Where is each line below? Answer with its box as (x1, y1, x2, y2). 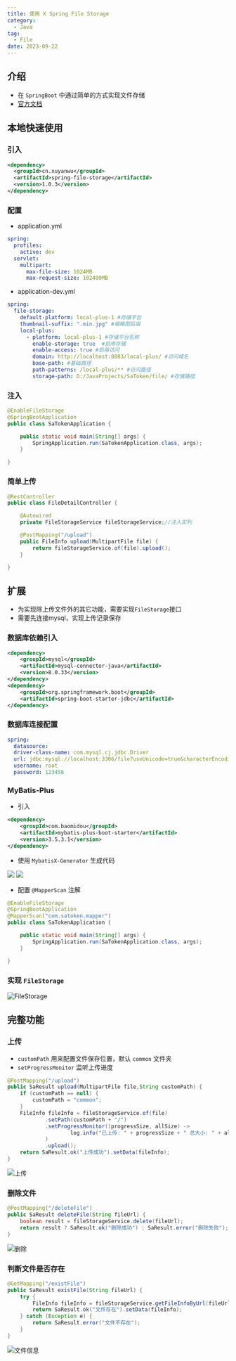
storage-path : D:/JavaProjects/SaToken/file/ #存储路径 (32, 373, 195, 380)
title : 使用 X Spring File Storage (7, 10, 110, 18)
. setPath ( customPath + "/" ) (44, 1116, 128, 1123)
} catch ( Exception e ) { (20, 1312, 93, 1320)
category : (7, 17, 37, 24)
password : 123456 (13, 769, 65, 776)
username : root (13, 762, 58, 770)
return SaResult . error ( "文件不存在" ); (32, 1320, 140, 1327)
